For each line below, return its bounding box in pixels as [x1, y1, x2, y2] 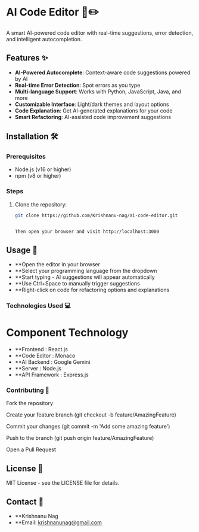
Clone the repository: [14, 200, 67, 208]
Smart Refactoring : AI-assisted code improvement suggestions [14, 113, 172, 120]
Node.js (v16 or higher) [14, 166, 71, 173]
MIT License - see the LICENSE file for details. [6, 479, 120, 487]
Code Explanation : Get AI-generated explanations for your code [14, 107, 173, 114]
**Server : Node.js [14, 365, 61, 372]
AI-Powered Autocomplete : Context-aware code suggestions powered [14, 69, 191, 76]
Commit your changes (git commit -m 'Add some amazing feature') [6, 423, 170, 430]
